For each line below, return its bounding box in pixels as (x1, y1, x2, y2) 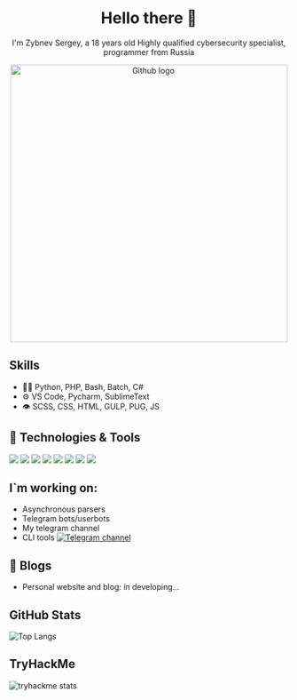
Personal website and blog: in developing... (21, 582, 180, 593)
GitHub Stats (9, 608, 82, 623)
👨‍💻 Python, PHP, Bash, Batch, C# (21, 381, 144, 392)
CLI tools (21, 532, 55, 543)
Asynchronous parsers (21, 504, 106, 514)
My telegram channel (21, 523, 100, 534)
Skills (9, 358, 40, 373)
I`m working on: (9, 480, 98, 496)
